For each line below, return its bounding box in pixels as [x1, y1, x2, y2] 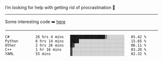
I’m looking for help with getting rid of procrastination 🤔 [5, 5, 115, 10]
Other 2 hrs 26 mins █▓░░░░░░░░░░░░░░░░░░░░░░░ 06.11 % [5, 43, 147, 48]
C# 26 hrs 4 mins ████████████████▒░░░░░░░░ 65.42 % [5, 34, 147, 39]
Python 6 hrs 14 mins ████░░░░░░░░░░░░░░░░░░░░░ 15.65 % [5, 39, 147, 44]
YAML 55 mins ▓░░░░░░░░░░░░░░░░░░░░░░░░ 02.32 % [5, 51, 147, 56]
